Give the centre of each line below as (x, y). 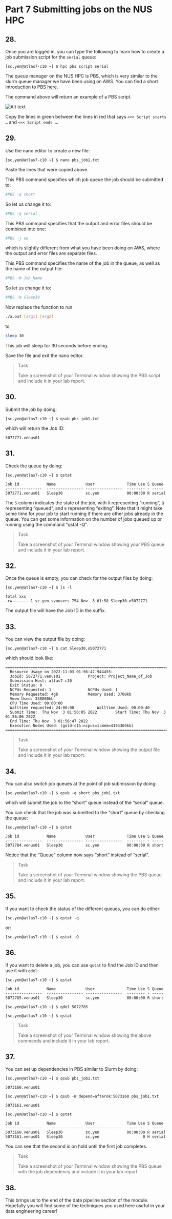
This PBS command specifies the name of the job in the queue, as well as (83, 263)
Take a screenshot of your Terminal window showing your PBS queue (91, 544)
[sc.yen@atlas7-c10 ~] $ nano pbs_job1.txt (52, 160)
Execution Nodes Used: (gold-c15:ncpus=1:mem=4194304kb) (72, 726)
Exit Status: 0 (26, 685)
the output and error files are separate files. (51, 253)
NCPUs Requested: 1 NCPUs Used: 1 (64, 690)
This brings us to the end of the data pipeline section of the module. (77, 1200)
